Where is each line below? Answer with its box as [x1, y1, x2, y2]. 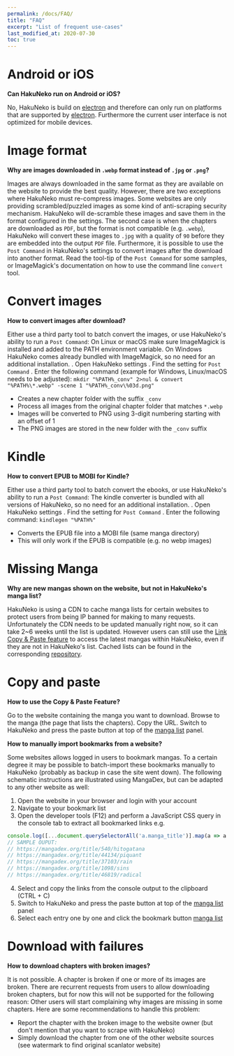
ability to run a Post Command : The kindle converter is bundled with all [7, 493, 205, 501]
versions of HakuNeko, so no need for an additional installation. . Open [7, 500, 211, 509]
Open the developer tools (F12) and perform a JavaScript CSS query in [17, 811, 221, 820]
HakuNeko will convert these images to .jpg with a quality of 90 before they [7, 232, 225, 240]
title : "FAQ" [7, 17, 45, 24]
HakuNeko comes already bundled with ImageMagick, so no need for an [7, 352, 215, 361]
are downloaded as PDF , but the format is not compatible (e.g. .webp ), [7, 224, 205, 232]
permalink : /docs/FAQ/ [7, 10, 73, 18]
